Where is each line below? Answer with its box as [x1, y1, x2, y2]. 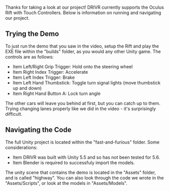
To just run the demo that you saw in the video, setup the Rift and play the [5, 43, 159, 49]
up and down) [12, 85, 42, 91]
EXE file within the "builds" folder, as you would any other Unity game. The [5, 48, 161, 55]
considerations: [5, 144, 38, 151]
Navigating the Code [5, 126, 72, 134]
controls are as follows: [5, 54, 54, 60]
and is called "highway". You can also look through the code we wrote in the [5, 174, 164, 181]
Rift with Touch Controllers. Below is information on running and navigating [5, 10, 161, 16]
